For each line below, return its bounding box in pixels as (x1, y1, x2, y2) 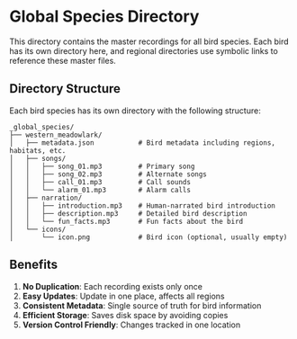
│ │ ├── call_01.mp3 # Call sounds (9, 177, 192, 186)
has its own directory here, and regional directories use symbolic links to (9, 45, 279, 56)
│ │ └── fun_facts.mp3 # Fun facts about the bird (9, 217, 244, 226)
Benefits (9, 257, 58, 272)
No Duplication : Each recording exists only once (22, 281, 202, 291)
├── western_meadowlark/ (9, 130, 103, 139)
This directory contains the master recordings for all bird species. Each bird (9, 36, 290, 47)
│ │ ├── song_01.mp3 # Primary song (9, 162, 195, 171)
